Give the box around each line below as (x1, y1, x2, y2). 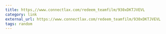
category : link (5, 12, 37, 17)
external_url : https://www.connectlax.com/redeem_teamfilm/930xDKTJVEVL (5, 16, 161, 21)
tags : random (5, 21, 33, 26)
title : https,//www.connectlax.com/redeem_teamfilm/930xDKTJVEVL (5, 7, 145, 12)
